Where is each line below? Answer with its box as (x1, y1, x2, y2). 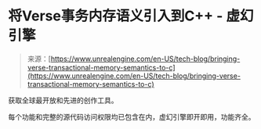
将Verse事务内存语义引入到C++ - (8, 7, 223, 25)
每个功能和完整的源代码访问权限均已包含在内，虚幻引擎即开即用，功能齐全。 (8, 112, 256, 121)
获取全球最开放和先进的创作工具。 (8, 95, 118, 105)
